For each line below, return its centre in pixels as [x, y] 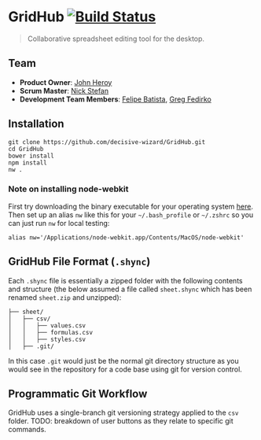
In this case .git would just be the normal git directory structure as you [123, 361]
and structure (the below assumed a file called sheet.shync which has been [130, 289]
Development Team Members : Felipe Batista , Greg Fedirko [116, 99]
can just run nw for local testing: [59, 223]
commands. [28, 430]
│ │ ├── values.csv [47, 325]
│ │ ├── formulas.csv [50, 332]
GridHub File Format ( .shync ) [79, 262]
